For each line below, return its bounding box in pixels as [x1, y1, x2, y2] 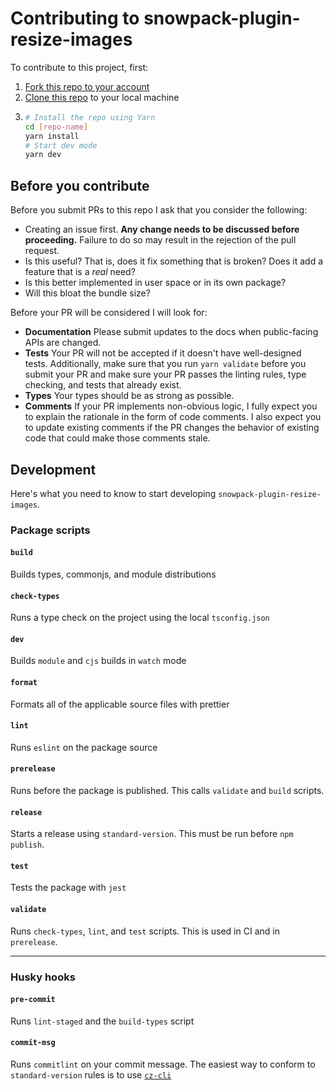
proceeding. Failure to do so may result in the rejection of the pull [24, 234, 297, 246]
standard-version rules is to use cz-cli [10, 1069, 172, 1081]
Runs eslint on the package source [10, 741, 158, 753]
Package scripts [10, 523, 91, 537]
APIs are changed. [24, 337, 102, 349]
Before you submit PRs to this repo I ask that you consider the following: [10, 204, 308, 216]
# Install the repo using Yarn [24, 112, 156, 122]
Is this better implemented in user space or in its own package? [24, 277, 287, 289]
